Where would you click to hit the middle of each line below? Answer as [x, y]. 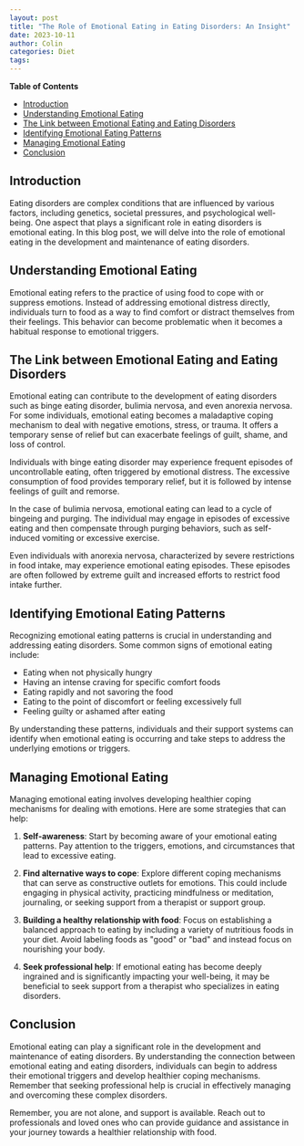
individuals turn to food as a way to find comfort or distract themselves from [152, 312]
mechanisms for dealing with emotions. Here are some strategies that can [148, 809]
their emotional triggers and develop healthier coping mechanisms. [135, 1075]
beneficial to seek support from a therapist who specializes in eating [151, 986]
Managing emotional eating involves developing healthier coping [131, 799]
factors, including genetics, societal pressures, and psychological [132, 213]
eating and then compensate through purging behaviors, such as [131, 528]
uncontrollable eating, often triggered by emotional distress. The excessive [150, 472]
